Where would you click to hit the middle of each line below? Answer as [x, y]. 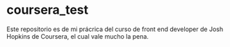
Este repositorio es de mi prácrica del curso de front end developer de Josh [115, 29]
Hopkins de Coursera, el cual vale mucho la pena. [77, 36]
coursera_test [48, 10]
